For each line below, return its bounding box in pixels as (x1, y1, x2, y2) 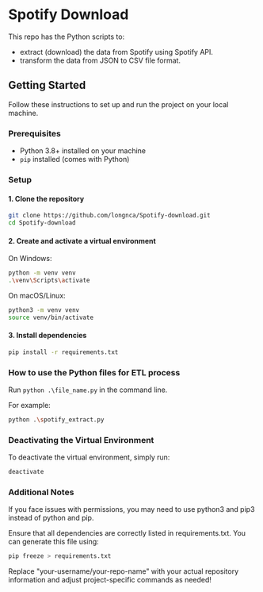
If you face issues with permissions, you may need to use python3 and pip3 (8, 505, 255, 514)
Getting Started (8, 79, 86, 92)
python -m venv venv (8, 269, 77, 277)
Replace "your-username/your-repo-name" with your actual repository (8, 567, 239, 576)
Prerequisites (8, 128, 61, 139)
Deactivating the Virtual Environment (8, 434, 154, 445)
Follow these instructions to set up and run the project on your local (8, 99, 229, 109)
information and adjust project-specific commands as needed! (8, 575, 212, 585)
